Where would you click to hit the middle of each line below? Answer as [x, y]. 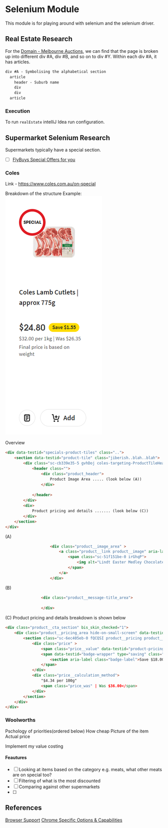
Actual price [18, 736]
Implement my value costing [34, 746]
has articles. [18, 62]
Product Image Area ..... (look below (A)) [96, 479]
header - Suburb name [36, 82]
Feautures [16, 758]
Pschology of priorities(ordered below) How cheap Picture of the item [77, 731]
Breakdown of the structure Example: [43, 194]
